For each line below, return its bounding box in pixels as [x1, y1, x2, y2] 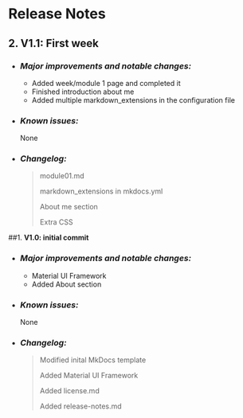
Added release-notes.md [39, 401, 122, 411]
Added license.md [39, 386, 100, 396]
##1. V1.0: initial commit [8, 232, 89, 243]
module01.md [39, 171, 85, 181]
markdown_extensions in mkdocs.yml [39, 186, 163, 196]
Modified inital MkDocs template [39, 355, 147, 365]
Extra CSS [39, 217, 73, 227]
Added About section [31, 279, 102, 289]
